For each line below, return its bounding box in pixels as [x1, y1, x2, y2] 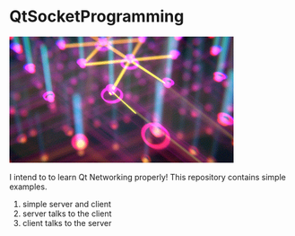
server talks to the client [22, 208, 112, 219]
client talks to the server [22, 217, 112, 228]
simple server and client [22, 198, 112, 209]
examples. [9, 181, 48, 192]
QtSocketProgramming [9, 6, 185, 27]
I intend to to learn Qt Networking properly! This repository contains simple [9, 171, 287, 182]
